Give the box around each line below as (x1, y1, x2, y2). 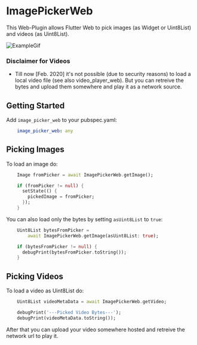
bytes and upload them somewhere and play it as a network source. (14, 83, 182, 90)
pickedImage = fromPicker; (27, 194, 95, 200)
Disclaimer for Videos (6, 57, 70, 65)
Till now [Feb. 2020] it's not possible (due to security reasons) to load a (14, 71, 191, 78)
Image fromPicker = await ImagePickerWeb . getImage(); (17, 172, 153, 178)
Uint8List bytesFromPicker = (17, 227, 90, 233)
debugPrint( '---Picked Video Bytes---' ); (17, 310, 121, 316)
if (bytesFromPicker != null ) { (17, 243, 97, 249)
